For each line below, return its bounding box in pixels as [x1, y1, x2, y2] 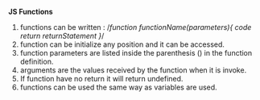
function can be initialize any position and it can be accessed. [19, 40, 225, 49]
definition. [19, 56, 54, 66]
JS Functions [8, 7, 54, 16]
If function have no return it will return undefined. [19, 74, 184, 83]
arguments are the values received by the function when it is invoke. [19, 65, 247, 75]
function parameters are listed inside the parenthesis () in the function [19, 48, 253, 57]
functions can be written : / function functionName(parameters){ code [19, 23, 252, 31]
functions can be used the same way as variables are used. [19, 82, 217, 92]
